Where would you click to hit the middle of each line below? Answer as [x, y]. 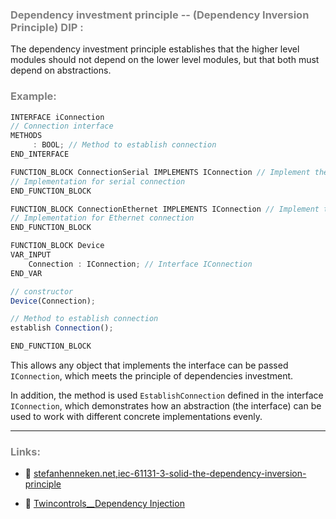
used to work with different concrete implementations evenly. [136, 417]
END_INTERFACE [40, 154]
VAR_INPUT [31, 255]
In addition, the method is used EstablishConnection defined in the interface [167, 395]
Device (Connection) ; [53, 301]
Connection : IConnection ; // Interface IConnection [140, 264]
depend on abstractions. [61, 70]
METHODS [26, 136]
